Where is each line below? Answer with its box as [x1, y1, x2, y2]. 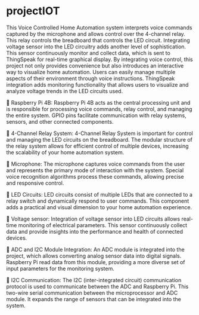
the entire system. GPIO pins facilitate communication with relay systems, [6, 112, 186, 119]
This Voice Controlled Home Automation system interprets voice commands [6, 24, 192, 31]
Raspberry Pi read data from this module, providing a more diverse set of [6, 258, 186, 265]
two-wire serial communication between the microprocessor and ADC [6, 289, 178, 296]
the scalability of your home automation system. [6, 148, 125, 156]
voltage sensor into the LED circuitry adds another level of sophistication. [6, 43, 186, 50]
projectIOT [6, 4, 60, 18]
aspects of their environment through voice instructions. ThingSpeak [6, 75, 175, 82]
